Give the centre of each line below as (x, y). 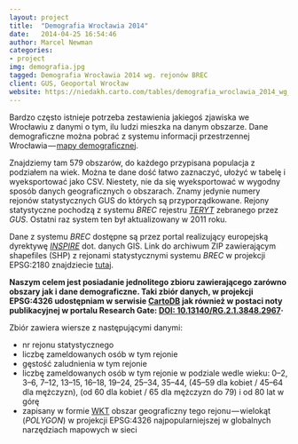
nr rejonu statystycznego (68, 345)
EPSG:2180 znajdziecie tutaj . (61, 265)
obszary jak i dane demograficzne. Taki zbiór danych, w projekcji (131, 291)
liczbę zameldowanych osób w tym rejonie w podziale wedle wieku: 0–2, (155, 373)
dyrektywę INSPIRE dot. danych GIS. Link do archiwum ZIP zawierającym (143, 246)
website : (25, 91)
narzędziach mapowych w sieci (79, 429)
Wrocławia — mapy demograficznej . (74, 145)
